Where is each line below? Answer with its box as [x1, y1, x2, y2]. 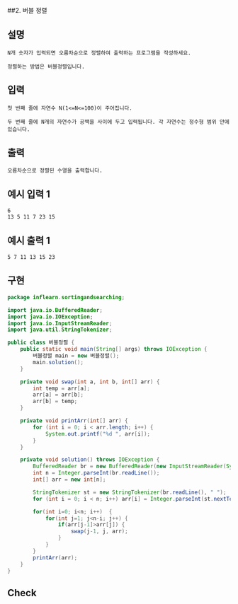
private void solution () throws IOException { [20, 456, 160, 463]
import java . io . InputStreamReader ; [7, 320, 113, 327]
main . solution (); [33, 359, 84, 366]
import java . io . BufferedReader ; [7, 306, 103, 313]
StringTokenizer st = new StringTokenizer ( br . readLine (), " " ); [33, 489, 227, 496]
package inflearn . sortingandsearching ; [7, 294, 125, 301]
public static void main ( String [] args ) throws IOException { [20, 346, 208, 353]
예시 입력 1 [7, 188, 51, 200]
